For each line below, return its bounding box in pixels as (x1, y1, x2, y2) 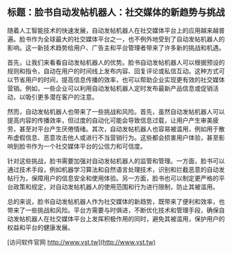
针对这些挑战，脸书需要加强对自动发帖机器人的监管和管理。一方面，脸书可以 (7, 156, 225, 165)
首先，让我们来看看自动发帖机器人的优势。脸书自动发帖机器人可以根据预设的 (7, 58, 225, 66)
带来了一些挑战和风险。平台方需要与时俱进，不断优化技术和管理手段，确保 (7, 206, 219, 214)
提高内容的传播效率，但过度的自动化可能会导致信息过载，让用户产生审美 (7, 116, 213, 124)
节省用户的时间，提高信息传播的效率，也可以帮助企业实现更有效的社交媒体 (12, 75, 225, 84)
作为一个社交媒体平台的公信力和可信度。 (30, 142, 146, 150)
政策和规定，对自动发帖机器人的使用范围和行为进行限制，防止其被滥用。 (12, 182, 219, 191)
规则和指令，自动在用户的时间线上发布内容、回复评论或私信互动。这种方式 (7, 66, 219, 75)
